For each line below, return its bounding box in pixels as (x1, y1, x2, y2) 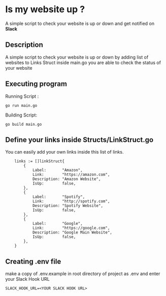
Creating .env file (5, 257, 61, 265)
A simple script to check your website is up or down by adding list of (5, 54, 149, 60)
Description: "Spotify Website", (32, 203, 103, 209)
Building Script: (5, 112, 37, 118)
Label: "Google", (32, 221, 83, 226)
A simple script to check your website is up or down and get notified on (5, 20, 155, 26)
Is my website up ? (5, 4, 85, 15)
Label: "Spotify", (32, 194, 85, 199)
